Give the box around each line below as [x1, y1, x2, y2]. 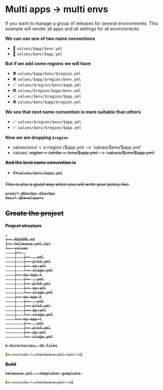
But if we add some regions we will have [5, 60, 91, 66]
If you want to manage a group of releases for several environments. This [5, 20, 158, 26]
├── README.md [5, 237, 35, 242]
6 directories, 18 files [5, 343, 58, 348]
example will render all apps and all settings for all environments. [5, 25, 140, 31]
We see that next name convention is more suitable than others [5, 109, 141, 115]
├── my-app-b [14, 294, 42, 299]
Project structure [5, 223, 42, 229]
